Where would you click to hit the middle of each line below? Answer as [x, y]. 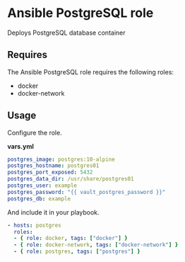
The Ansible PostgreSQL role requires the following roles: [91, 72]
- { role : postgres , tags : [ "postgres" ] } [77, 252]
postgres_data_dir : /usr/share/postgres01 [71, 179]
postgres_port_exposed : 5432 [50, 172]
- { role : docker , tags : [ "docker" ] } [71, 239]
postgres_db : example [39, 199]
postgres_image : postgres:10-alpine [61, 159]
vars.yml [20, 146]
